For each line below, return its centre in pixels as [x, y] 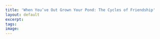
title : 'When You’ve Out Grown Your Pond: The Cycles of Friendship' [81, 10]
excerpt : [14, 19]
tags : [11, 24]
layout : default [22, 15]
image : [12, 29]
